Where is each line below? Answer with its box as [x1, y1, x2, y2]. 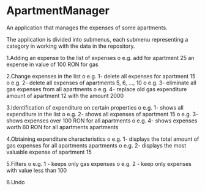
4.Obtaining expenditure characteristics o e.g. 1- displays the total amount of [6, 135, 199, 143]
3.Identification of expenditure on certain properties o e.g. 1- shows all [6, 103, 184, 111]
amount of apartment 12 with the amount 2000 [6, 92, 124, 99]
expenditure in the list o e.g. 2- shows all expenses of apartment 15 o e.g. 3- [6, 110, 199, 118]
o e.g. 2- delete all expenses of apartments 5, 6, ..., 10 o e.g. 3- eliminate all [6, 79, 196, 86]
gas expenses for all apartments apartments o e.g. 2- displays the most [6, 141, 187, 149]
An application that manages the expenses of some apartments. [6, 24, 168, 31]
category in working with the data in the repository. [6, 42, 136, 50]
